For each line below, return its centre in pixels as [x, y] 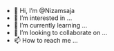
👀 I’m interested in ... [43, 18]
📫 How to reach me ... [46, 40]
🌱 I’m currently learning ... [50, 25]
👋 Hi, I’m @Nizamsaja [44, 11]
